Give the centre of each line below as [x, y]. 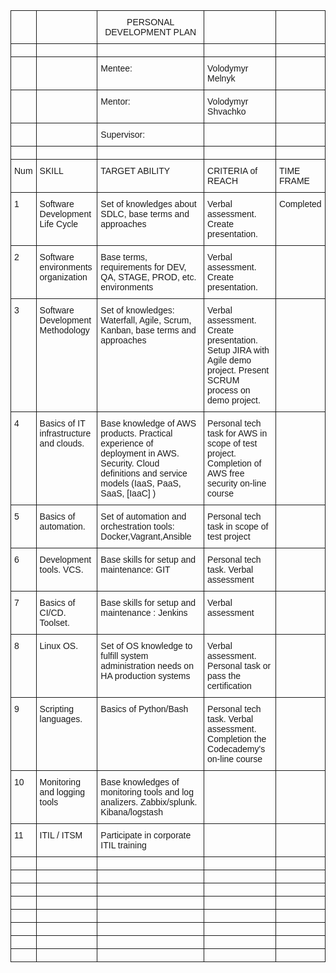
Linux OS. [59, 645]
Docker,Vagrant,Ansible [146, 536]
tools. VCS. [61, 569]
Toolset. [54, 622]
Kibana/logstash [131, 812]
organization [63, 277]
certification [229, 685]
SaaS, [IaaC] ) [128, 493]
